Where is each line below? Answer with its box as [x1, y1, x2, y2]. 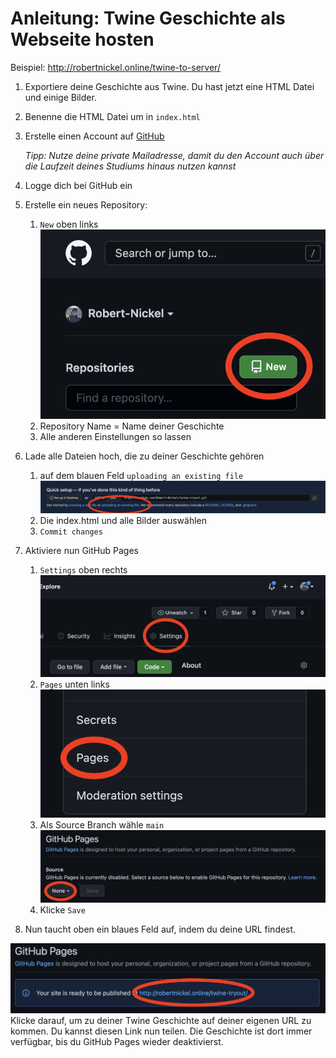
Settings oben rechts [39, 563, 128, 576]
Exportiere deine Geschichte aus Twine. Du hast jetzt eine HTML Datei [24, 80, 315, 92]
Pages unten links [39, 678, 110, 690]
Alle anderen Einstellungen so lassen [39, 430, 192, 442]
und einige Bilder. [24, 91, 97, 103]
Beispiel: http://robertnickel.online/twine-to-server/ [10, 61, 221, 73]
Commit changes [39, 527, 103, 537]
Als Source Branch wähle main [39, 819, 165, 831]
